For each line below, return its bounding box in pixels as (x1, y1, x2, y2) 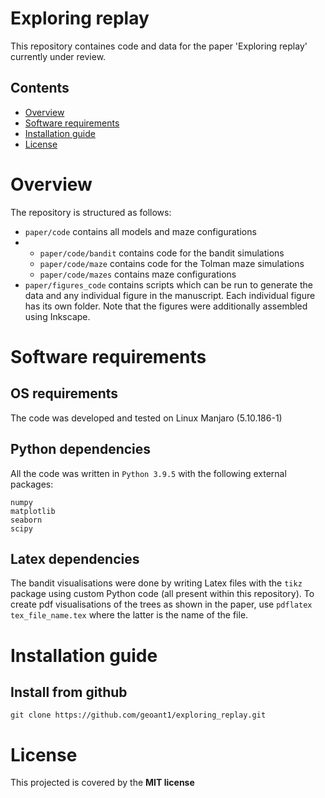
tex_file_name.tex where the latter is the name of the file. (10, 609, 249, 621)
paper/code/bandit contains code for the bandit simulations (39, 247, 285, 259)
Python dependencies (10, 441, 152, 458)
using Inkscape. (24, 310, 91, 322)
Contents (10, 80, 70, 97)
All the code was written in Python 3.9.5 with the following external (10, 467, 287, 479)
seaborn (10, 515, 43, 525)
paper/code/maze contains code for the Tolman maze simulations (39, 257, 305, 269)
